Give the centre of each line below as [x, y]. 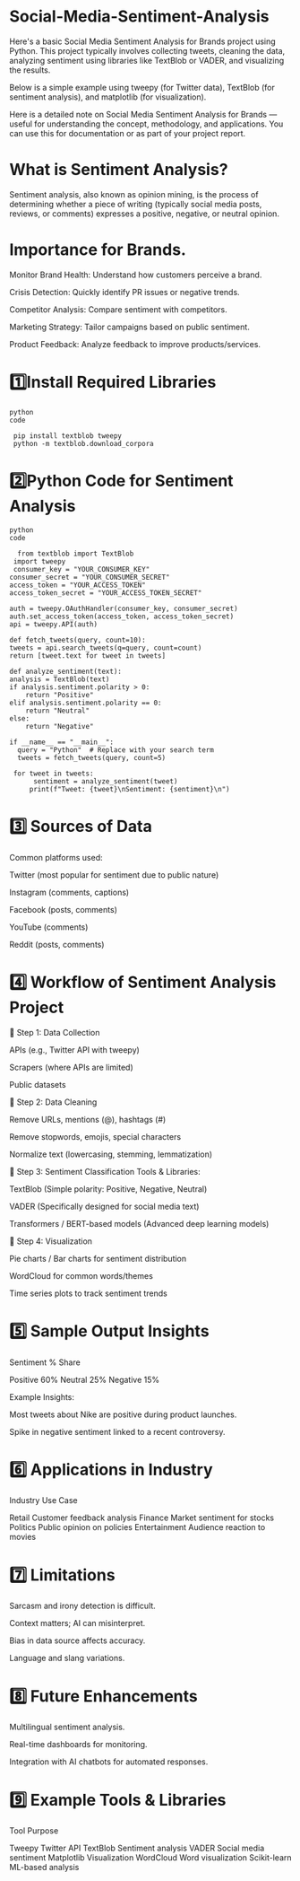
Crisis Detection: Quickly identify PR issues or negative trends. [124, 292]
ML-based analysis [44, 1868]
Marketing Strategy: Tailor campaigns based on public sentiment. [130, 327]
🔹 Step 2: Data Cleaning [53, 1102]
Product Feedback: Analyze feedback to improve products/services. [135, 344]
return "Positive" [60, 695]
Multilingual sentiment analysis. [67, 1727]
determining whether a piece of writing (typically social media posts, [136, 204]
